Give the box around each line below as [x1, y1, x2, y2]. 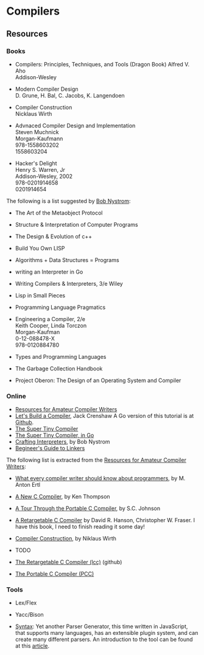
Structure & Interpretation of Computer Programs [15, 221, 138, 228]
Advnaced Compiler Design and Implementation [15, 122, 136, 129]
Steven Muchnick [15, 128, 59, 135]
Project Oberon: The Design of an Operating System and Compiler [15, 377, 181, 384]
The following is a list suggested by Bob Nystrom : [6, 197, 131, 205]
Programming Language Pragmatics [15, 303, 106, 311]
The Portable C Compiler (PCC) [15, 570, 94, 578]
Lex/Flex [15, 599, 37, 607]
